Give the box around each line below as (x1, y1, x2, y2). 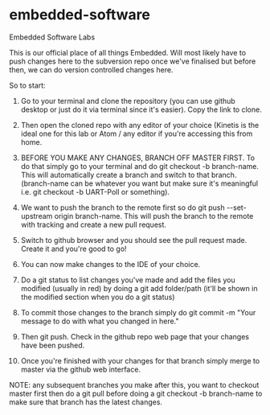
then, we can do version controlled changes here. (9, 64, 174, 74)
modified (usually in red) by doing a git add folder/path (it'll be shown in (20, 283, 258, 293)
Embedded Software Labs (9, 32, 96, 42)
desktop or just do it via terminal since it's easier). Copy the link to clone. (20, 105, 262, 114)
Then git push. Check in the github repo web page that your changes (20, 331, 250, 341)
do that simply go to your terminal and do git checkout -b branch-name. (20, 161, 260, 171)
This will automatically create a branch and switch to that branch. (20, 170, 237, 179)
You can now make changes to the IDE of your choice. (20, 259, 201, 269)
